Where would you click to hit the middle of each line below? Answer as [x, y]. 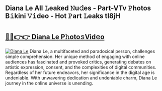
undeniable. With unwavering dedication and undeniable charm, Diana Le [81, 78]
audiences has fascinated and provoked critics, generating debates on [78, 62]
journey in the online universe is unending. [49, 83]
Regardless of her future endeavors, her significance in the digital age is [80, 72]
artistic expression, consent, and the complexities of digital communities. [81, 67]
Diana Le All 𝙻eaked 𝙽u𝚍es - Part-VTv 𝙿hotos [78, 8]
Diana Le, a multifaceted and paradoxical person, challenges [92, 51]
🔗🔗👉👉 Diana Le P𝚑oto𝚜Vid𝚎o [55, 37]
